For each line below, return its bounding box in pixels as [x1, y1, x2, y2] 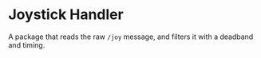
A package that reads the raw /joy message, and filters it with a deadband [8, 32, 254, 41]
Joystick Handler [8, 6, 124, 24]
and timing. [8, 40, 45, 49]
